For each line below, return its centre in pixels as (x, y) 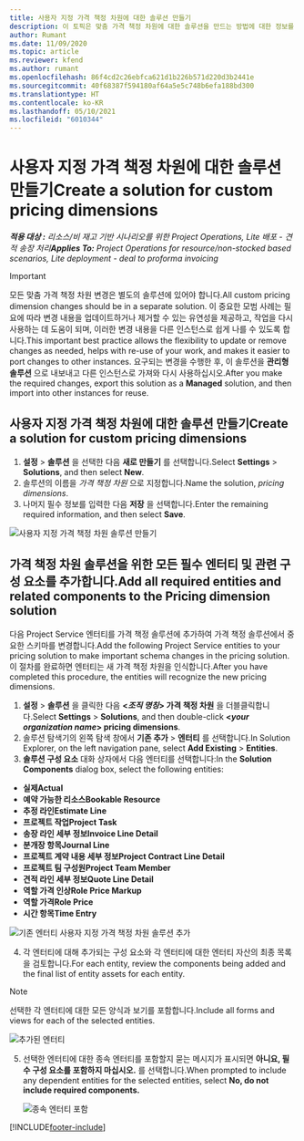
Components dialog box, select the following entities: (123, 769)
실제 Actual (43, 788)
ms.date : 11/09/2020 (49, 43)
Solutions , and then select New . (83, 472)
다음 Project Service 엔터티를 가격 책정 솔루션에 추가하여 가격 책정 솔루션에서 (147, 634)
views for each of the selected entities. (82, 1020)
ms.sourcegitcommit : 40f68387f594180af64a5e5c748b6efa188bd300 (132, 86)
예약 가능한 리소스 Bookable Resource (91, 799)
